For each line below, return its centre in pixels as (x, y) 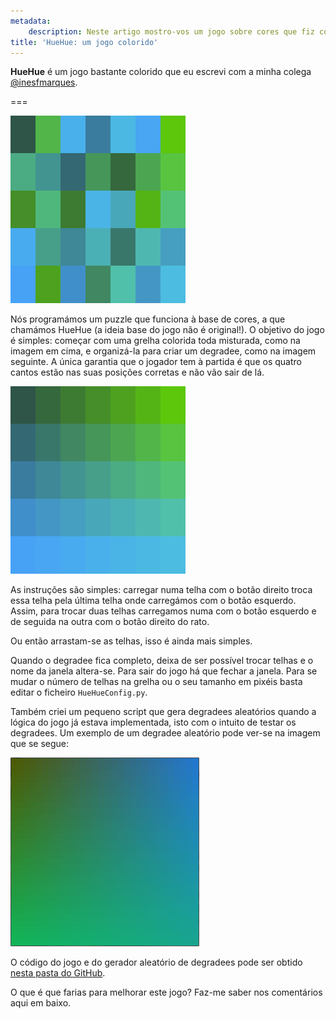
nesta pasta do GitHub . (58, 973)
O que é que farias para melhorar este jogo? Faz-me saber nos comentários (166, 992)
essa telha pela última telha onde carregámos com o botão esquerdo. (153, 601)
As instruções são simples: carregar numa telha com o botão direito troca (161, 590)
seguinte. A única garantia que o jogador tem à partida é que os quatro (156, 362)
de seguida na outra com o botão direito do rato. (110, 622)
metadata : (31, 21)
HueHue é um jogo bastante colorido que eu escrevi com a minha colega (161, 72)
